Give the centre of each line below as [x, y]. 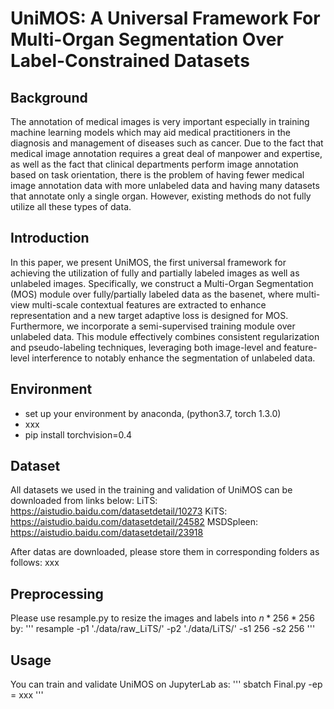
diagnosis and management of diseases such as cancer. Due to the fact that [167, 143]
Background [49, 97]
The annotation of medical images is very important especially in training [160, 121]
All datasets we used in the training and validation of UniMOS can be [151, 490]
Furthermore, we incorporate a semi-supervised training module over [153, 326]
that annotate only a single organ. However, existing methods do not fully [161, 196]
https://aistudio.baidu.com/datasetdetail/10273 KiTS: [119, 511]
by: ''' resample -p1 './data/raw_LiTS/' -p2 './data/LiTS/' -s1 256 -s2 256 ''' [163, 629]
